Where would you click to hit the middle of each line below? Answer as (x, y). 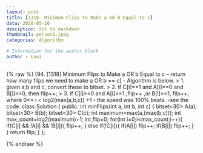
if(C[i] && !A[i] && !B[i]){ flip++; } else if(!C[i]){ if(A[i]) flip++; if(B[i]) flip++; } (100, 126)
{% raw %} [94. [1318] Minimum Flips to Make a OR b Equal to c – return (96, 74)
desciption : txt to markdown (43, 29)
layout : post (23, 12)
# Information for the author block (52, 51)
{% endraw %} (25, 144)
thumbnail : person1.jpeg (38, 35)
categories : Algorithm (35, 40)
